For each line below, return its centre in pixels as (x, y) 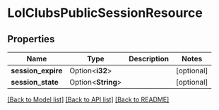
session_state (35, 82)
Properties (31, 39)
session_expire (37, 71)
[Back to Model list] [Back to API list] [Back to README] (88, 99)
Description (149, 59)
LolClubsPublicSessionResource (105, 13)
